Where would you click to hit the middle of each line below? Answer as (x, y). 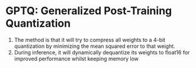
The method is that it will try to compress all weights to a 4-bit (90, 40)
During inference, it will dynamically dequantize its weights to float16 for (102, 52)
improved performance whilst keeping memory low (76, 59)
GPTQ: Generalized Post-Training (89, 11)
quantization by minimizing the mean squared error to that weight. (94, 46)
